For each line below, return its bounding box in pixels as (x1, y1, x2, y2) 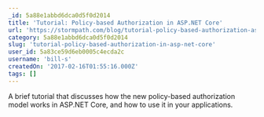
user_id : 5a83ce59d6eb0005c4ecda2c (8, 48, 125, 56)
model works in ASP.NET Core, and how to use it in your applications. (8, 100, 233, 109)
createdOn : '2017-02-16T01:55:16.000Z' (8, 63, 139, 71)
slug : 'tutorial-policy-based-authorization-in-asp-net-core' (8, 41, 216, 49)
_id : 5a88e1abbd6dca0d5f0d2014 (8, 11, 111, 20)
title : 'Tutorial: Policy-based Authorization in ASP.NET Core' (8, 19, 223, 27)
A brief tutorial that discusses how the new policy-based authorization (8, 91, 236, 101)
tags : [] (8, 70, 37, 78)
